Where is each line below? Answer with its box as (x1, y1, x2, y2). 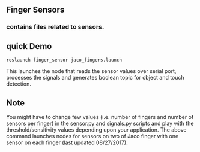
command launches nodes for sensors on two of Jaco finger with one (6, 132, 179, 139)
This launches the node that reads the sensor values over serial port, (6, 68, 177, 75)
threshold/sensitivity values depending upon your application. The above (6, 126, 187, 133)
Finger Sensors (6, 5, 65, 15)
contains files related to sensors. (6, 23, 105, 31)
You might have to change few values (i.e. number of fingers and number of (6, 113, 194, 120)
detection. (6, 80, 32, 87)
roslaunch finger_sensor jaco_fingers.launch (6, 57, 122, 63)
